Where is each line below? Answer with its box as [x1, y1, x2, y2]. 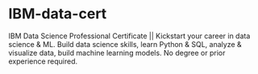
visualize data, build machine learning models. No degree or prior [8, 48, 226, 57]
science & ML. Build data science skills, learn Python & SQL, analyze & [8, 39, 242, 49]
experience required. [8, 56, 78, 66]
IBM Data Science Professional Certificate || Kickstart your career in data [8, 31, 251, 41]
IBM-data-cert [8, 5, 107, 23]
